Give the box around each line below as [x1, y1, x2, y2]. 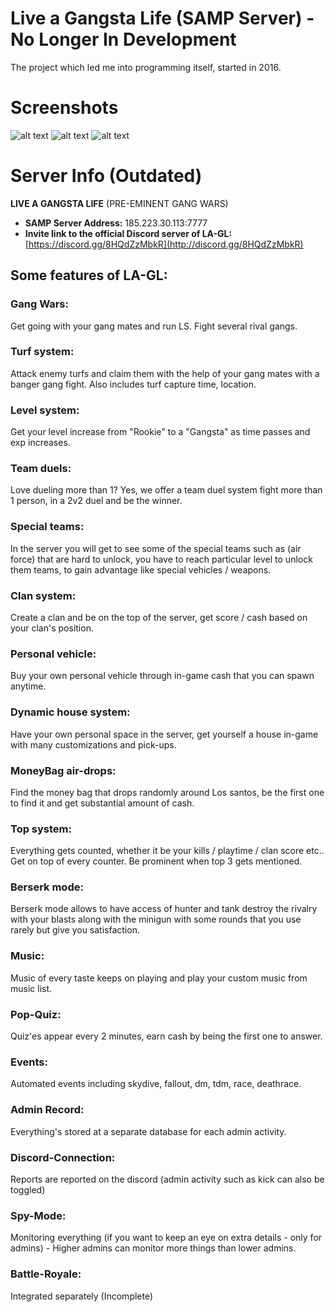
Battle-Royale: [10, 1267, 82, 1281]
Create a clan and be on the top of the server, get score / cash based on [10, 611, 308, 623]
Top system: [10, 822, 73, 836]
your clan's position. [10, 622, 94, 634]
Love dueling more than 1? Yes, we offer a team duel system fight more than [10, 484, 323, 496]
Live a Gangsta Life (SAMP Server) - [10, 7, 315, 30]
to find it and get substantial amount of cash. [10, 797, 195, 809]
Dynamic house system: [10, 705, 131, 719]
